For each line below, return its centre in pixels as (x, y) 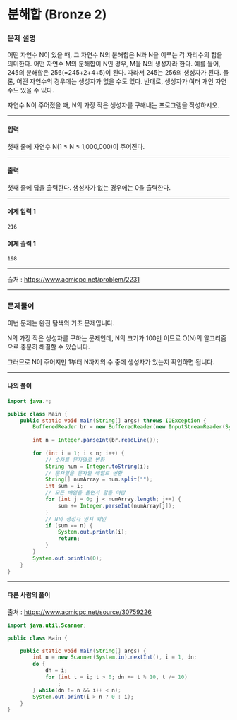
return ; (69, 539)
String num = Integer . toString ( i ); (97, 467)
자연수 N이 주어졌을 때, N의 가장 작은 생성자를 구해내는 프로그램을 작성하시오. (114, 105)
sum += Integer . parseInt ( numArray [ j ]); (116, 505)
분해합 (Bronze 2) (57, 14)
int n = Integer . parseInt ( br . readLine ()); (96, 440)
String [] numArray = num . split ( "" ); (99, 480)
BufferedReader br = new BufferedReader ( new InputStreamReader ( (129, 427)
